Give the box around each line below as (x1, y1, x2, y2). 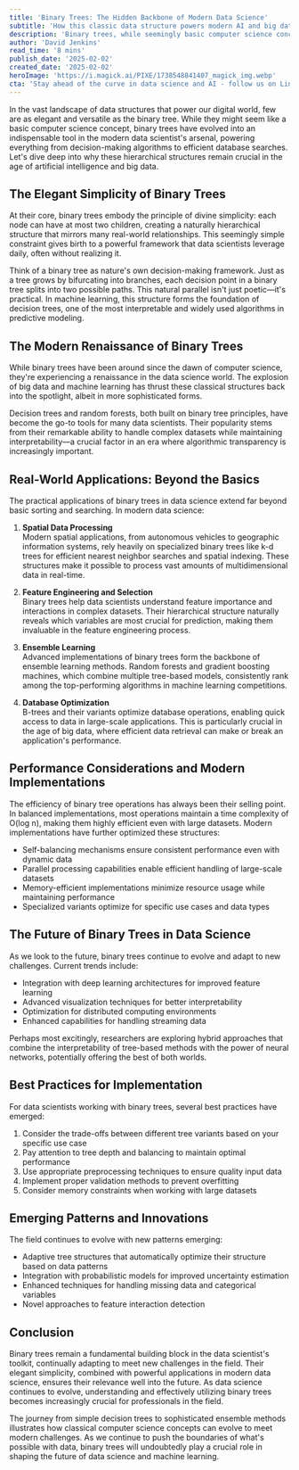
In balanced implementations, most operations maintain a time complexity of (9, 808, 289, 819)
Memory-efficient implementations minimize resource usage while (21, 882, 265, 893)
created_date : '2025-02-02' (9, 63, 114, 72)
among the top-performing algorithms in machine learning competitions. (21, 680, 287, 691)
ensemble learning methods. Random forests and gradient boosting (21, 661, 270, 672)
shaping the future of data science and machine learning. (9, 1451, 220, 1462)
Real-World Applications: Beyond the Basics (9, 472, 260, 487)
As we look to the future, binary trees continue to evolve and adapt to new (9, 951, 281, 962)
